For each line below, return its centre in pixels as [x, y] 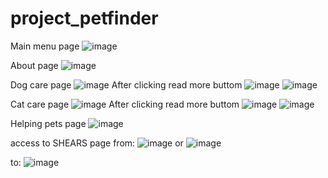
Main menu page [45, 46]
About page [34, 65]
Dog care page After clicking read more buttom [126, 84]
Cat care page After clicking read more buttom [125, 104]
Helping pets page [48, 123]
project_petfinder [84, 18]
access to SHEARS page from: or [97, 143]
